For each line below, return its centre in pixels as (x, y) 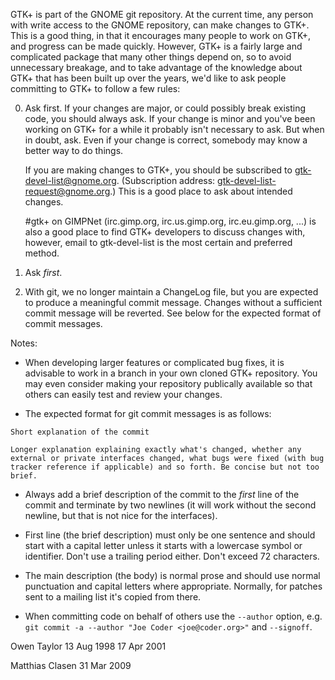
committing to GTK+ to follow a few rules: (95, 88)
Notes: (24, 343)
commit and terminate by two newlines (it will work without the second (170, 505)
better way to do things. (74, 150)
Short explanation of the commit (80, 432)
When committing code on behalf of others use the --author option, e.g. (173, 616)
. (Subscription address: (166, 180)
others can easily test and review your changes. (123, 394)
